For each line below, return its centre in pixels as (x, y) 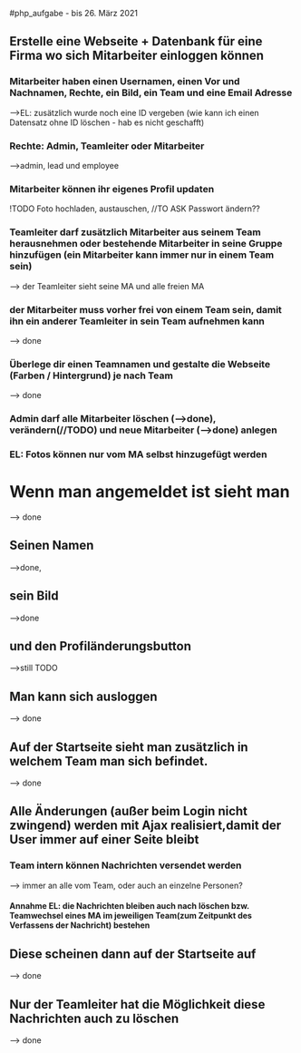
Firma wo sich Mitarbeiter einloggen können (137, 56)
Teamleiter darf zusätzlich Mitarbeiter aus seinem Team (135, 232)
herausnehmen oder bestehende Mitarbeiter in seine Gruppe (146, 244)
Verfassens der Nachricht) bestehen (80, 925)
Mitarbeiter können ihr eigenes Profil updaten (112, 189)
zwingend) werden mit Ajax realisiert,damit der (146, 826)
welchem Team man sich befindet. (109, 761)
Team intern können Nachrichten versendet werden (126, 865)
